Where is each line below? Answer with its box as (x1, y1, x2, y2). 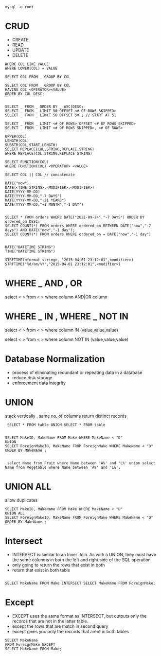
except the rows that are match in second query (12, 623, 108, 629)
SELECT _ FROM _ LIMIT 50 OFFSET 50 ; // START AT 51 (5, 112, 117, 118)
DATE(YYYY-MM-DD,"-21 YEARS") (5, 197, 67, 203)
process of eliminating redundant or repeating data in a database (12, 370, 143, 375)
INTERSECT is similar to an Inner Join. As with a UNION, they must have (12, 551, 157, 557)
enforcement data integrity (12, 380, 66, 386)
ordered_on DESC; (5, 219, 40, 224)
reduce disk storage (12, 374, 53, 380)
